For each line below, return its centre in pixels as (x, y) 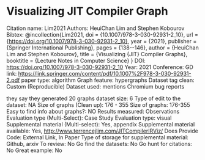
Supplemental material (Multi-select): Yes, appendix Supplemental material (101, 124)
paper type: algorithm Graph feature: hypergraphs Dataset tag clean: (108, 80)
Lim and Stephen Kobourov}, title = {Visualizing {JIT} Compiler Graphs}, (97, 54)
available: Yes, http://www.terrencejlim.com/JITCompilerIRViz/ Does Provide (102, 131)
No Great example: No (34, 150)
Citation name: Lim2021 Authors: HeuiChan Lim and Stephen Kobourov (95, 28)
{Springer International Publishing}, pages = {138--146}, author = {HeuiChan (102, 48)
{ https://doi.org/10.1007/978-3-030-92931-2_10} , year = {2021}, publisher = (102, 41)
